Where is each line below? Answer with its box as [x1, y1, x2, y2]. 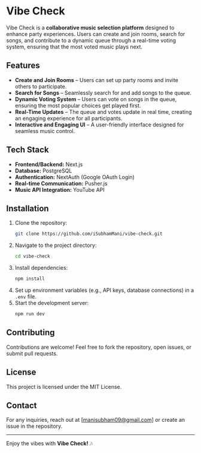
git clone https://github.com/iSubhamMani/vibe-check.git [14, 231, 163, 237]
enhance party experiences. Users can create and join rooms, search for [6, 30, 185, 37]
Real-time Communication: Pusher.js [14, 180, 108, 187]
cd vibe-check [14, 253, 50, 259]
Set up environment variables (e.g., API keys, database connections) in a [14, 286, 194, 294]
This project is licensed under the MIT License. [6, 383, 122, 390]
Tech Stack [6, 145, 49, 155]
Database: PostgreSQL [14, 167, 72, 174]
